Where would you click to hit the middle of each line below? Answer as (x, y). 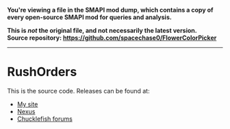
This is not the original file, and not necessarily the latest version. (102, 31)
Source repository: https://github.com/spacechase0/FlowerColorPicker (112, 38)
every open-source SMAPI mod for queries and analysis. (90, 17)
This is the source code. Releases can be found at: (78, 91)
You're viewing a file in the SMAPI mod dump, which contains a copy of (110, 10)
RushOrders (42, 72)
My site (27, 104)
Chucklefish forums (45, 119)
